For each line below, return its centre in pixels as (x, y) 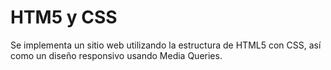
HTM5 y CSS (64, 17)
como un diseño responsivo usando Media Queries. (116, 55)
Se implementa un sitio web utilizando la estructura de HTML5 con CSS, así (166, 45)
